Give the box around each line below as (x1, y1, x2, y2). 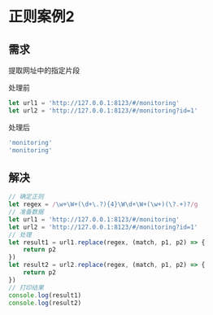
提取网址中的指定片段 (8, 66, 80, 75)
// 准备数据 (8, 208, 45, 217)
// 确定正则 (8, 193, 45, 201)
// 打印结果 (8, 283, 45, 291)
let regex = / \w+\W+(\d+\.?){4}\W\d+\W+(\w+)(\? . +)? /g (8, 200, 198, 208)
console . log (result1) (8, 291, 82, 300)
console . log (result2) (8, 299, 82, 307)
